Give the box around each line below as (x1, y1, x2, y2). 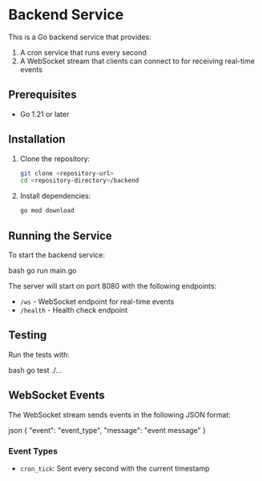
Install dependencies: (19, 191, 91, 201)
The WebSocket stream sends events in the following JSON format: (8, 410, 231, 419)
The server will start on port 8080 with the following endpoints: (8, 281, 217, 290)
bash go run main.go (8, 266, 77, 275)
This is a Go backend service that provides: (8, 32, 152, 42)
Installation (8, 132, 66, 146)
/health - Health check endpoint (19, 305, 128, 314)
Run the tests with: (8, 350, 70, 359)
